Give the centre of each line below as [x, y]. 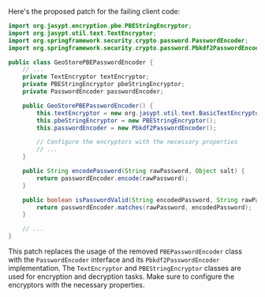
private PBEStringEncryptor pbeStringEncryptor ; [104, 85]
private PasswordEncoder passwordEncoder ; [93, 92]
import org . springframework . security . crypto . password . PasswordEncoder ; [128, 40]
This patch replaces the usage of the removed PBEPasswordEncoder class [125, 251]
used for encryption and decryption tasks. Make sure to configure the [121, 276]
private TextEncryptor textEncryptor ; [86, 77]
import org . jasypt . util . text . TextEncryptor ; [82, 33]
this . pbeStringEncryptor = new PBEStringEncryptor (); [127, 120]
